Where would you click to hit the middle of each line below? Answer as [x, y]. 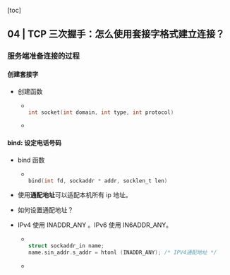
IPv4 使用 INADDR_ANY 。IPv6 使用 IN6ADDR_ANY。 [95, 225]
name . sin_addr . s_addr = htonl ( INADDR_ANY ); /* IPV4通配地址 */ [122, 253]
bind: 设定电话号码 [35, 142]
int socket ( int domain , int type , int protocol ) [101, 112]
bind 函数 [31, 160]
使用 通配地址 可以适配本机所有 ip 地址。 [74, 195]
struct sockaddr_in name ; [66, 246]
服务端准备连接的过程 [43, 56]
